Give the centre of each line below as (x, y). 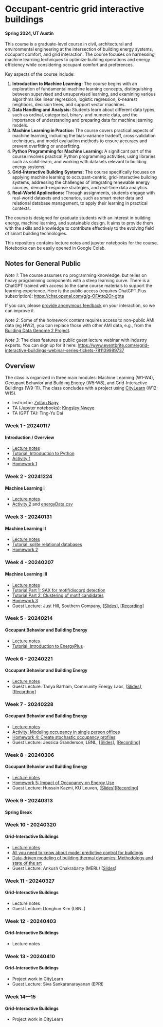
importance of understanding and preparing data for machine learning (82, 120)
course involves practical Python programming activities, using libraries (84, 156)
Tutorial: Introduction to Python (43, 454)
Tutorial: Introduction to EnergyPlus (47, 646)
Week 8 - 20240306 (30, 755)
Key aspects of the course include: (40, 74)
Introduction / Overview (30, 437)
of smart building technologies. (36, 234)
